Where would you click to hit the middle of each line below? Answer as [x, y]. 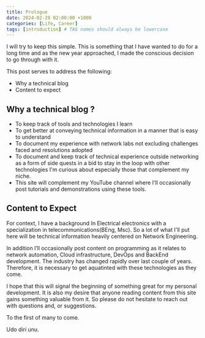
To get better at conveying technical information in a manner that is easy [106, 131]
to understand [33, 137]
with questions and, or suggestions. [51, 305]
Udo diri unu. [23, 329]
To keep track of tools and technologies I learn [74, 124]
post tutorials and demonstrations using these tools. [81, 189]
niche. [23, 176]
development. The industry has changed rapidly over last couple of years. [99, 261]
